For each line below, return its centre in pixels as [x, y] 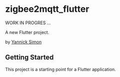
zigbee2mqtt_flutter [47, 9]
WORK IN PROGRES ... [28, 23]
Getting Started [30, 58]
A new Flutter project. [27, 32]
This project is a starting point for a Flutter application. [60, 69]
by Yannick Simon [24, 42]
